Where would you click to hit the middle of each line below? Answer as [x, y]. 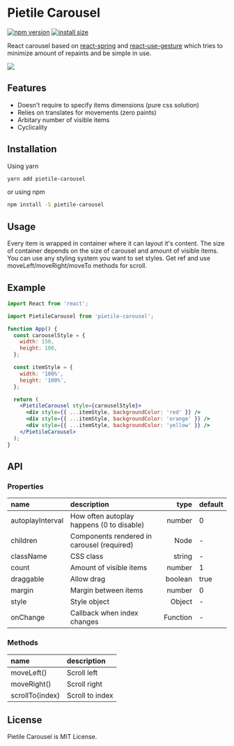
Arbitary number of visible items [63, 119]
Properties [25, 486]
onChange [28, 618]
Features [27, 88]
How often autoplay [102, 516]
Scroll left [82, 673]
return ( [26, 399]
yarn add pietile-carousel [46, 179]
